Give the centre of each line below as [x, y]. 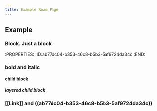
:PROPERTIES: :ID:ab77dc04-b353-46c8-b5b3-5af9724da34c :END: [75, 54]
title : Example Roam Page [32, 10]
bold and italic [23, 67]
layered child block [25, 90]
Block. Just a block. [29, 43]
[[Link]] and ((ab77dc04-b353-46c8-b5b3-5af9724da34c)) [79, 103]
